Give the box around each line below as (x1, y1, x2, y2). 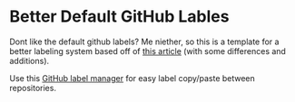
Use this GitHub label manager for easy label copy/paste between (9, 72, 256, 83)
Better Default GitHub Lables (9, 6, 230, 27)
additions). (9, 55, 50, 66)
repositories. (9, 82, 57, 93)
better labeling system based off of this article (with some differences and (9, 45, 286, 56)
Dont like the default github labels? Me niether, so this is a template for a (9, 36, 280, 47)
